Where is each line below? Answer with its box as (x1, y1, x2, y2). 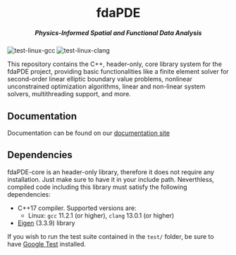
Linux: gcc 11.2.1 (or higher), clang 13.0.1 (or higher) (27, 211, 175, 219)
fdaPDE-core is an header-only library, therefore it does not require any (7, 167, 215, 176)
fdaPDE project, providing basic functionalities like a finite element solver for (7, 67, 229, 76)
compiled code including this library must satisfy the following (7, 183, 187, 191)
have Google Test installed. (7, 240, 87, 248)
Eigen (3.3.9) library (17, 218, 75, 227)
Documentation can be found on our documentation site (7, 129, 170, 137)
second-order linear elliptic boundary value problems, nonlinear (7, 75, 192, 84)
